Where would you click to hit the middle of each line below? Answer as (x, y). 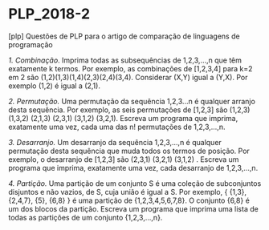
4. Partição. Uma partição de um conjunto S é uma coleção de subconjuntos (135, 183)
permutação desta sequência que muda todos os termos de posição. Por (129, 151)
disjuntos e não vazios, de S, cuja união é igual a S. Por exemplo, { (118, 192)
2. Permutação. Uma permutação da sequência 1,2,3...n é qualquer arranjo (132, 101)
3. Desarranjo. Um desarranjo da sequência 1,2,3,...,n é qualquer (115, 142)
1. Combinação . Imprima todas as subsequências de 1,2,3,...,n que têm (125, 60)
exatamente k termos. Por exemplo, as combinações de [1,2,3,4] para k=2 (130, 68)
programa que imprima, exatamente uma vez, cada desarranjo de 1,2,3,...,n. (133, 167)
